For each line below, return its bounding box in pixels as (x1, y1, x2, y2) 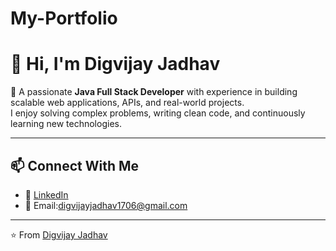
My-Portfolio (10, 7, 118, 30)
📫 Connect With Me (10, 157, 140, 174)
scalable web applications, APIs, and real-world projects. (10, 97, 245, 109)
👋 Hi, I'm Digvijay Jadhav (10, 53, 221, 76)
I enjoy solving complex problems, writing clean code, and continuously (10, 107, 306, 119)
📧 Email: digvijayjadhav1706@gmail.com (24, 199, 188, 211)
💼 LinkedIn (24, 188, 69, 201)
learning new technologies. (10, 118, 122, 130)
